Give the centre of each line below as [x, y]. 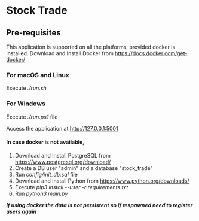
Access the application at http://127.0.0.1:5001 [62, 128]
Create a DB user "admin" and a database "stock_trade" [84, 168]
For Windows [26, 104]
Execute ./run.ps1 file [32, 117]
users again [22, 211]
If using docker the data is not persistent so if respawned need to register [99, 205]
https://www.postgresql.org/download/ [63, 162]
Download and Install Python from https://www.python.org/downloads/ [102, 181]
